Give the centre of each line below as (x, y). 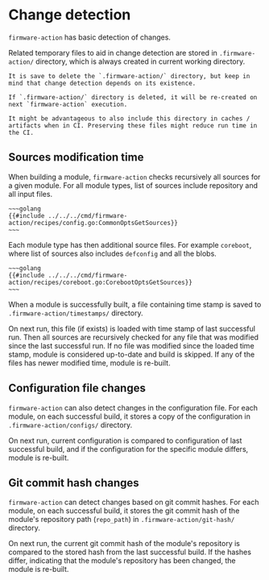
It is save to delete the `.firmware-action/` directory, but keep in (129, 76)
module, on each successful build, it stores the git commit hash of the (124, 511)
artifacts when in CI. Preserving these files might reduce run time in (133, 125)
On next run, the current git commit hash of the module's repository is (124, 544)
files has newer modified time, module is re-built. (89, 363)
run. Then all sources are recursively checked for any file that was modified (134, 337)
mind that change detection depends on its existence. (102, 83)
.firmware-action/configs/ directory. (70, 424)
